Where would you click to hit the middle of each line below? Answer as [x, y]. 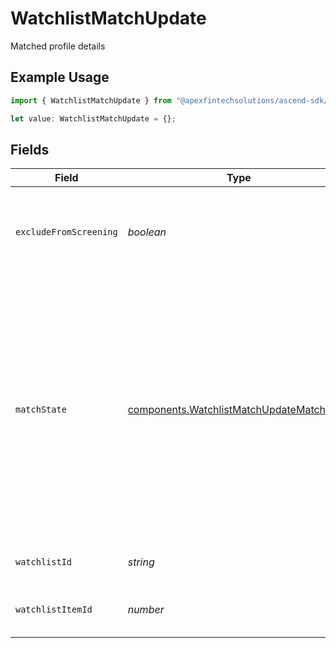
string [141, 562]
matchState [41, 410]
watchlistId [44, 562]
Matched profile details [58, 46]
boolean [147, 232]
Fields [30, 149]
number [146, 610]
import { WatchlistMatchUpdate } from [91, 100]
